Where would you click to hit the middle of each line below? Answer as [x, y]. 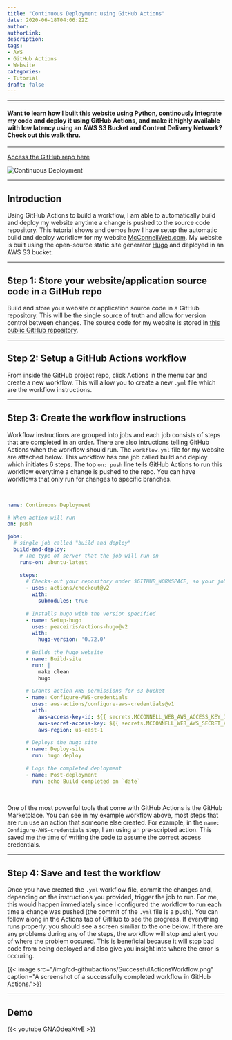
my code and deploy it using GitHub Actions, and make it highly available [114, 120]
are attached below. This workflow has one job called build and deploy [107, 457]
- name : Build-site [53, 659]
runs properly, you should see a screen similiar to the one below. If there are [115, 926]
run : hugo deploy [57, 756]
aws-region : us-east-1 [70, 730]
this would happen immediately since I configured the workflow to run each [115, 904]
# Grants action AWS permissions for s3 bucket [95, 691]
